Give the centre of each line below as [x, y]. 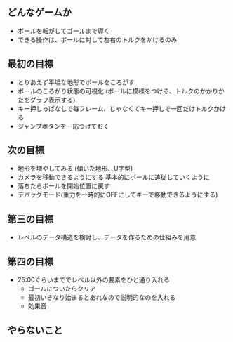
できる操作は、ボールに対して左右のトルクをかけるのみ [97, 39]
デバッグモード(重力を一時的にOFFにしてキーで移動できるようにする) [118, 195]
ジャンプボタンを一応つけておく [64, 126]
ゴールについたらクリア [62, 289]
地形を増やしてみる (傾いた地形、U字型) [75, 169]
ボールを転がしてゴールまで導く [64, 31]
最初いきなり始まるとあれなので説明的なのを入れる [102, 298]
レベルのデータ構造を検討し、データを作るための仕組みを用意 [107, 237]
